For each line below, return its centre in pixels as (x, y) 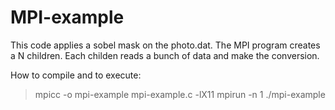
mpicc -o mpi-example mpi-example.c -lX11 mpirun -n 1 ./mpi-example (180, 94)
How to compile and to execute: (76, 75)
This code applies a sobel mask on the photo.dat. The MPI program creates (165, 45)
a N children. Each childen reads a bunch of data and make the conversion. (165, 55)
